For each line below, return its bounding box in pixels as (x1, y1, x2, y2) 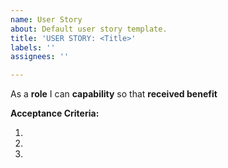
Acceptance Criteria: (10, 107, 100, 120)
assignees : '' (10, 52, 70, 62)
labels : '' (10, 42, 56, 53)
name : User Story (10, 14, 83, 25)
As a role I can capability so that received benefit (10, 88, 218, 100)
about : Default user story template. (10, 24, 168, 34)
